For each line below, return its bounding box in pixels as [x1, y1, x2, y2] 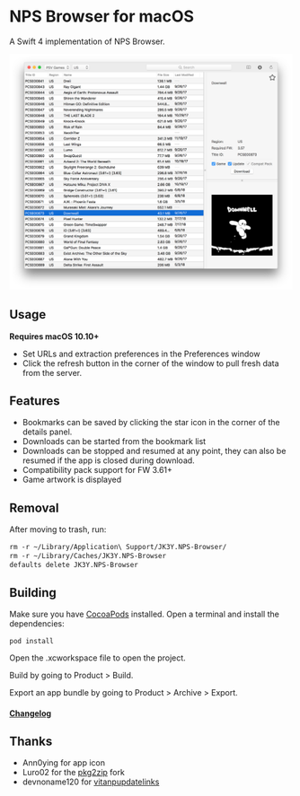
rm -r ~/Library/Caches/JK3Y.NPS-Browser [9, 552, 167, 561]
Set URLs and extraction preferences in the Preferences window [22, 348, 260, 359]
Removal [9, 500, 59, 515]
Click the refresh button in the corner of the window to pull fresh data [22, 357, 280, 369]
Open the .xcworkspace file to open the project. [9, 652, 186, 663]
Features [9, 393, 60, 408]
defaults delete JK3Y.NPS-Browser [9, 561, 139, 570]
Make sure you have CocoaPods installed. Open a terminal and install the [9, 608, 280, 620]
